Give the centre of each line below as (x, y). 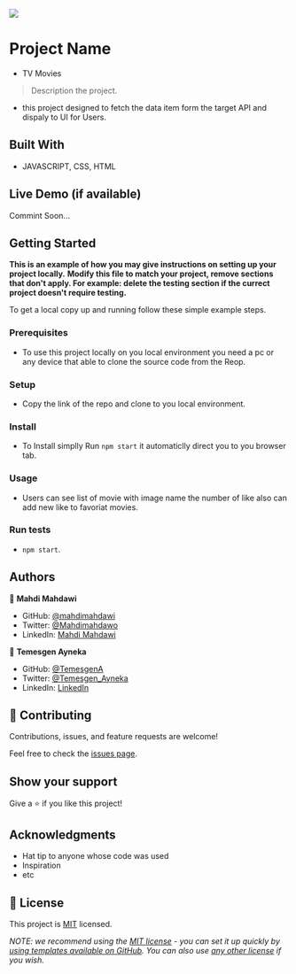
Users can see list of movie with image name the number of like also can (155, 498)
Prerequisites (39, 333)
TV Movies (42, 73)
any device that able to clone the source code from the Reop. (134, 361)
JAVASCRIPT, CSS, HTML (69, 166)
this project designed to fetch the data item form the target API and (144, 107)
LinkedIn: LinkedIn (55, 687)
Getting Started (53, 243)
